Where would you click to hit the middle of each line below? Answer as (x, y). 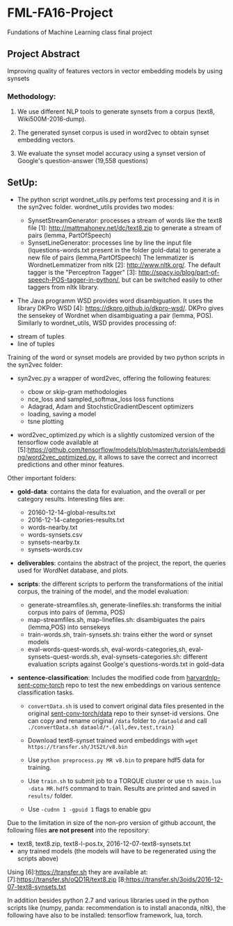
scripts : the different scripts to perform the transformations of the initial (120, 584)
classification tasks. (46, 692)
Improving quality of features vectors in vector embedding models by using (115, 70)
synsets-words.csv (55, 549)
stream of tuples (41, 336)
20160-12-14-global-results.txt (72, 512)
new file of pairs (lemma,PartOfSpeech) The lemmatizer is (111, 257)
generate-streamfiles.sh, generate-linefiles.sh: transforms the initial (124, 605)
